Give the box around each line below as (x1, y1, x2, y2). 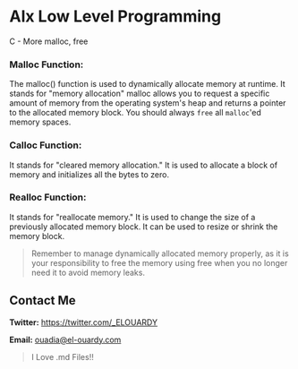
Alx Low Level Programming (9, 6, 222, 27)
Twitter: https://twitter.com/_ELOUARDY (9, 316, 158, 328)
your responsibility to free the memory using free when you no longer (30, 257, 288, 268)
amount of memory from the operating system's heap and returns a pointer (9, 98, 286, 108)
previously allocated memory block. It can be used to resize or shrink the (9, 221, 278, 232)
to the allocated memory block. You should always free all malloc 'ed (9, 107, 261, 118)
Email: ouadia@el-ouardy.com (9, 334, 122, 345)
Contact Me (9, 293, 76, 308)
